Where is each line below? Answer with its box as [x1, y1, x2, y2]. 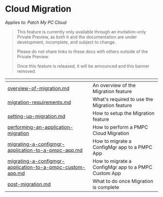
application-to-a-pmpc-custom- [7, 164, 86, 170]
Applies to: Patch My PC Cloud [5, 19, 67, 25]
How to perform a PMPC [92, 124, 148, 131]
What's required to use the [92, 96, 153, 102]
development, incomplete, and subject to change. [16, 39, 116, 45]
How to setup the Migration [92, 110, 155, 116]
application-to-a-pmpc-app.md [7, 147, 83, 153]
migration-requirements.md [7, 98, 71, 105]
